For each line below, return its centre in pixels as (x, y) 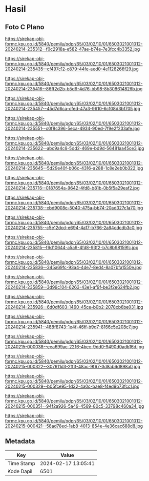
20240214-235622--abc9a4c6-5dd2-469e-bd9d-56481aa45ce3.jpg (74, 148)
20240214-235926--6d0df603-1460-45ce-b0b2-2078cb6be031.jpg (74, 307)
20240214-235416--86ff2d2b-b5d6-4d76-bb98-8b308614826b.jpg (74, 89)
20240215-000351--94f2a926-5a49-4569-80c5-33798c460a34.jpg (74, 406)
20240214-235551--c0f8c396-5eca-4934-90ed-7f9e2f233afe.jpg (73, 128)
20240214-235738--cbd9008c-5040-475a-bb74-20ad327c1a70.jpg (74, 208)
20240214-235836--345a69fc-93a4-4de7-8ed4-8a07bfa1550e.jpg (73, 267)
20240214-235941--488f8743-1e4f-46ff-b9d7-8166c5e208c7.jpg (72, 327)
